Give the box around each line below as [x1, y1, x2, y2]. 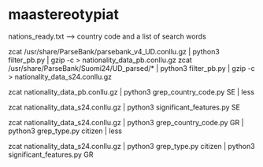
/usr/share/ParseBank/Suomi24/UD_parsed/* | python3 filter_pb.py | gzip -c [8, 63, 255, 72]
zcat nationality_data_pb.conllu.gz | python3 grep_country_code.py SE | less [8, 87, 254, 96]
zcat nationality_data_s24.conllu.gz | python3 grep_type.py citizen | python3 [8, 141, 255, 150]
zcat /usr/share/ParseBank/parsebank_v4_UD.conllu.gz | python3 [8, 46, 220, 56]
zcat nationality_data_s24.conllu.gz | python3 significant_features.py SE [8, 102, 240, 112]
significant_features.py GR [8, 150, 94, 159]
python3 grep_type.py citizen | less [8, 126, 122, 135]
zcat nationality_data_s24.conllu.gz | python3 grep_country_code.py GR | [8, 117, 244, 127]
